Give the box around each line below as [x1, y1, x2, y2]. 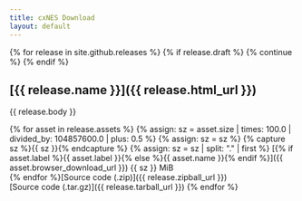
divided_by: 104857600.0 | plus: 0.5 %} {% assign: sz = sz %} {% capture [9, 133, 286, 145]
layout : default [9, 22, 71, 31]
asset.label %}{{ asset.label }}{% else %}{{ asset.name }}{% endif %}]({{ [9, 153, 284, 164]
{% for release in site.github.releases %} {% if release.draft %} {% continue [9, 46, 293, 57]
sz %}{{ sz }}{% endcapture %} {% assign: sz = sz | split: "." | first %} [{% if [9, 143, 294, 154]
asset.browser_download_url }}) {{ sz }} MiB [9, 162, 174, 173]
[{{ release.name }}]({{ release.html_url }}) [9, 82, 257, 98]
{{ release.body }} [9, 106, 77, 118]
